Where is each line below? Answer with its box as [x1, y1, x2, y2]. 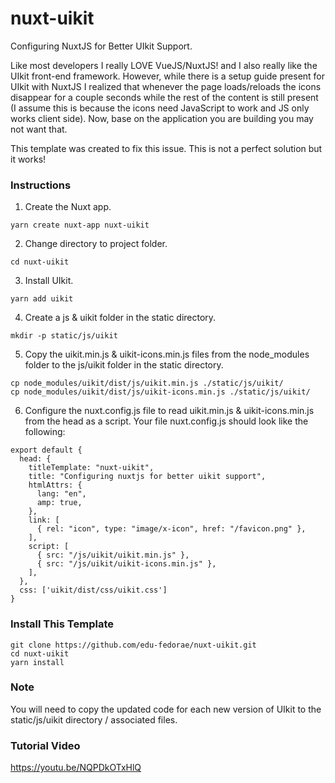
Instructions [10, 178, 72, 192]
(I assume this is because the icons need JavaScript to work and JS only [10, 102, 310, 114]
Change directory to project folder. [24, 238, 168, 250]
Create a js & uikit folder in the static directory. [24, 312, 217, 324]
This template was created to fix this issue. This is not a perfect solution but [10, 142, 323, 154]
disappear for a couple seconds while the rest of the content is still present [10, 91, 319, 103]
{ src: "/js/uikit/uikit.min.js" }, [36, 550, 190, 561]
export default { [10, 445, 83, 456]
